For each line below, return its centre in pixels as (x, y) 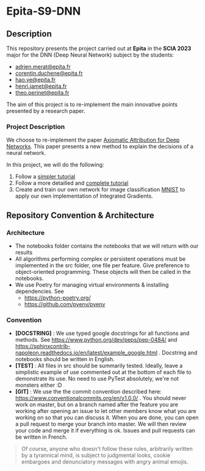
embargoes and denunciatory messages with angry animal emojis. (105, 462)
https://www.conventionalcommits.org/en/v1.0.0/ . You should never (101, 398)
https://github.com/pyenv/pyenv (65, 304)
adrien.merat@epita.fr (43, 67)
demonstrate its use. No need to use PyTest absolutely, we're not (97, 379)
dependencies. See (39, 291)
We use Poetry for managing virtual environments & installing (92, 284)
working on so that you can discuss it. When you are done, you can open (107, 418)
